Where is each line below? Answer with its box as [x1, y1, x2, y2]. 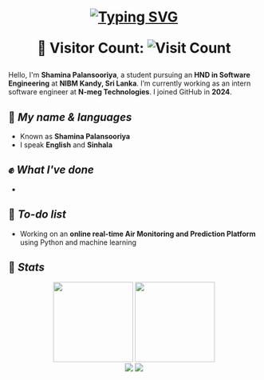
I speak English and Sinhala [19, 140, 113, 150]
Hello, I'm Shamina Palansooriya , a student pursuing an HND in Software [8, 70, 251, 80]
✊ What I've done [8, 163, 94, 177]
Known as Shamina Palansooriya [19, 132, 130, 141]
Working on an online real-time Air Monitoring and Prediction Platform [19, 229, 256, 238]
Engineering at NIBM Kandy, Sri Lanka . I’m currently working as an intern [8, 78, 251, 88]
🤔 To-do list [8, 208, 66, 222]
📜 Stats [8, 261, 45, 274]
